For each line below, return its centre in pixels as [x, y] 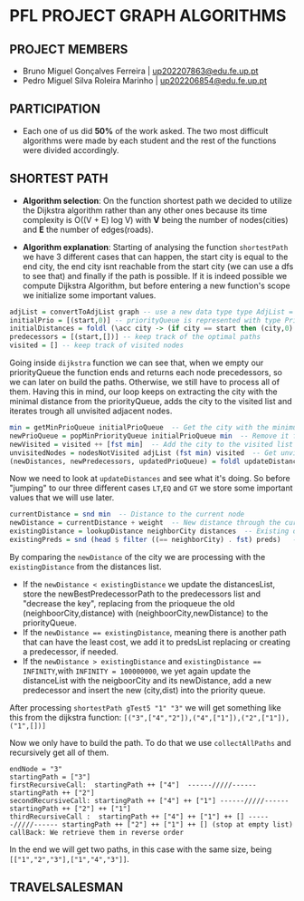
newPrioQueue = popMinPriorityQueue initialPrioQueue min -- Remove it [149, 436]
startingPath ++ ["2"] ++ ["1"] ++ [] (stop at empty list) [178, 824]
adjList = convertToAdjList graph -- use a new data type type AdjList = [152, 312]
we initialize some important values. [89, 295]
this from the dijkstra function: [66, 717]
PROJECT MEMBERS [69, 49]
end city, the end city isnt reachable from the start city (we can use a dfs [158, 266]
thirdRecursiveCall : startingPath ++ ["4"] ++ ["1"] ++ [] [127, 817]
